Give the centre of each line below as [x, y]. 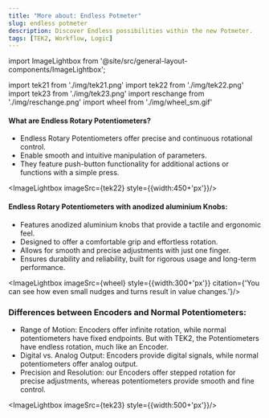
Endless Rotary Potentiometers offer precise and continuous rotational [136, 138]
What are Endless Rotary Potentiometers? [79, 121]
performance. [43, 267]
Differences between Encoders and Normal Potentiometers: [127, 312]
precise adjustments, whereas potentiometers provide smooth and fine [137, 381]
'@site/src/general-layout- [144, 61]
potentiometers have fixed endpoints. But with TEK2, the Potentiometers [139, 338]
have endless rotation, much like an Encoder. [94, 346]
